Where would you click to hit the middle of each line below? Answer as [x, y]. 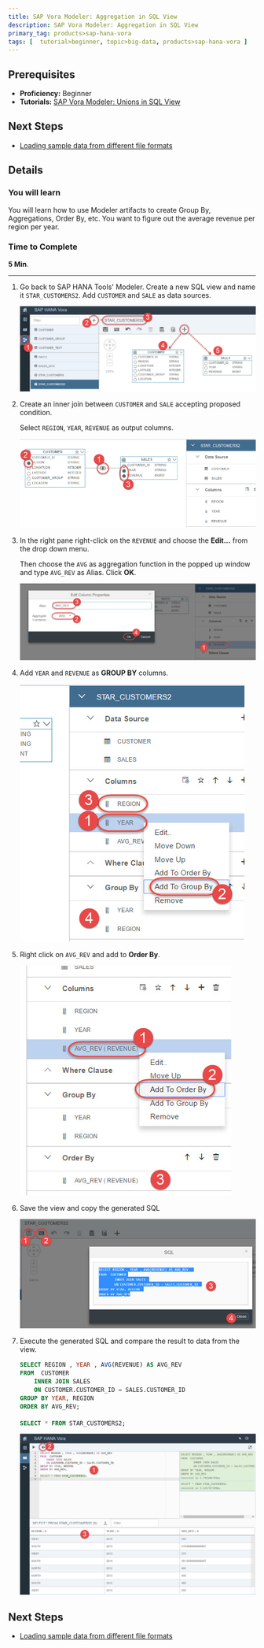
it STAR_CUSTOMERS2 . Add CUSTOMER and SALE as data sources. [115, 295]
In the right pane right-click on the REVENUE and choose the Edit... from [134, 540]
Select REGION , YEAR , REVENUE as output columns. [97, 427]
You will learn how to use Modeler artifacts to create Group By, [110, 210]
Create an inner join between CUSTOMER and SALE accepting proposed [130, 404]
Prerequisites [42, 74]
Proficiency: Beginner [55, 94]
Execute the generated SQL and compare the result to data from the [129, 1341]
